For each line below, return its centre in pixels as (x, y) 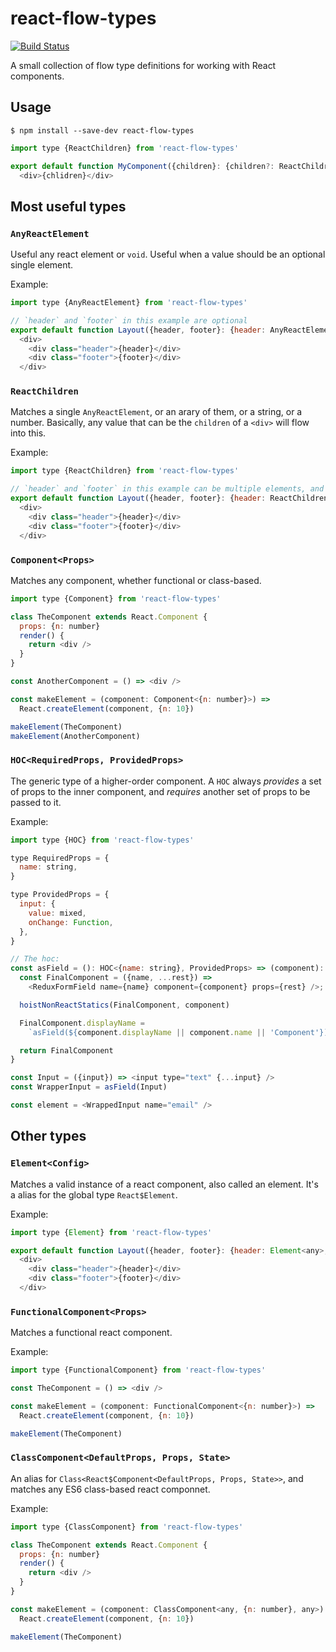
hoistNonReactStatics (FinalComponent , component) (124, 1005)
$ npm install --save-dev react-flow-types (102, 130)
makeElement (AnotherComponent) (75, 736)
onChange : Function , (71, 922)
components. (37, 76)
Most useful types (68, 206)
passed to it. (36, 802)
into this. (28, 433)
